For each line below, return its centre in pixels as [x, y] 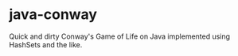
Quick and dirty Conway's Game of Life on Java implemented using [119, 36]
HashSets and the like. [46, 44]
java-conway [53, 15]
